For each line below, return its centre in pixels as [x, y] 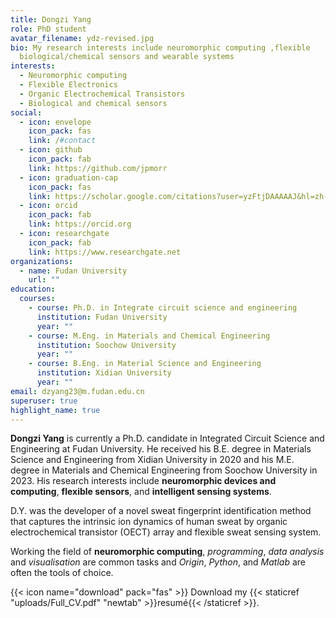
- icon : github [51, 150]
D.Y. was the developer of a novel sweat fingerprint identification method [161, 511]
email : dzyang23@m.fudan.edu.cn [77, 391]
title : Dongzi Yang [51, 19]
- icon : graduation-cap [68, 177]
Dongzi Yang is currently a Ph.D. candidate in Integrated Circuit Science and [167, 438]
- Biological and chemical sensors [93, 103]
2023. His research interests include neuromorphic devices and [143, 481]
